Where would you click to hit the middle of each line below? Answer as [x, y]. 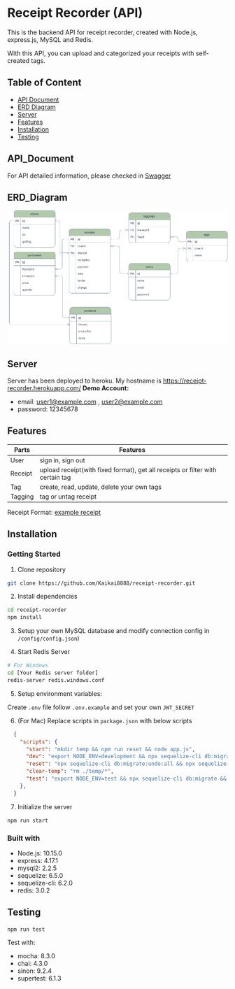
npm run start [28, 820]
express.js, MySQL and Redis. [50, 39]
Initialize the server [45, 806]
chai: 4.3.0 [33, 963]
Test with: [21, 942]
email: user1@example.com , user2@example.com [90, 402]
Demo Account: [106, 388]
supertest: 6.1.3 [39, 978]
